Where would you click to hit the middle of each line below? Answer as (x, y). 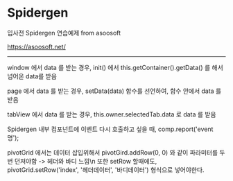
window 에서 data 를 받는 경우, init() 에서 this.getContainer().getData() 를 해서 (115, 67)
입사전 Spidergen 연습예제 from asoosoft (64, 33)
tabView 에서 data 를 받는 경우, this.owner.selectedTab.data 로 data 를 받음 (112, 114)
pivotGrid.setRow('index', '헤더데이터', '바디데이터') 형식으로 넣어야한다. (106, 170)
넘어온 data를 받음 (32, 76)
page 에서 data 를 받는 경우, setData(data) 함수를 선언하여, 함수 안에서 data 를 (114, 91)
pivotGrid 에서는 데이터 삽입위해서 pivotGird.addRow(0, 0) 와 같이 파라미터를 (113, 152)
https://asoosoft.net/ (36, 46)
